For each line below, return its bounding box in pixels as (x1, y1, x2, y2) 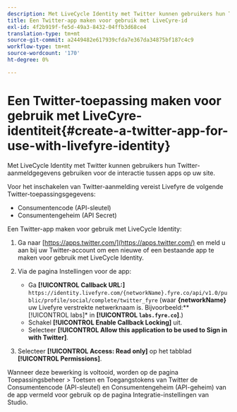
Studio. (7, 398, 28, 406)
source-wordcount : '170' (7, 50, 80, 57)
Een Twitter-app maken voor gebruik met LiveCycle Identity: (7, 224, 182, 233)
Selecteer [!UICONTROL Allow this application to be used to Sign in (28, 325, 228, 334)
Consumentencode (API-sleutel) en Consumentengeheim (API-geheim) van (7, 382, 227, 392)
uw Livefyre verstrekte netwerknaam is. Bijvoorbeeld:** (28, 303, 190, 311)
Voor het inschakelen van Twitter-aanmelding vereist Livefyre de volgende (7, 182, 224, 190)
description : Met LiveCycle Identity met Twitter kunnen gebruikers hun (7, 10, 226, 18)
